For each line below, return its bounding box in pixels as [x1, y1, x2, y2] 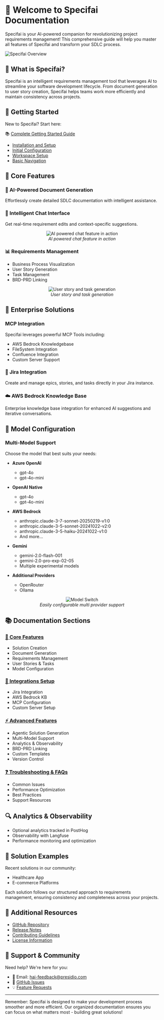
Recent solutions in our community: [5, 865, 77, 871]
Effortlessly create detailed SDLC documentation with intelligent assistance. [5, 198, 158, 204]
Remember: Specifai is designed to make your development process [5, 998, 143, 1004]
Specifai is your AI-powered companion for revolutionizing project [5, 31, 138, 37]
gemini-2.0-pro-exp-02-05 [19, 558, 74, 564]
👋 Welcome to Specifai [5, 4, 99, 16]
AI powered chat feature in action [48, 236, 116, 241]
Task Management [12, 271, 50, 277]
